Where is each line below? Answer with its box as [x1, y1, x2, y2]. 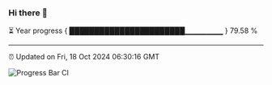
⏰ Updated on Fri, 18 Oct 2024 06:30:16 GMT [8, 52, 160, 62]
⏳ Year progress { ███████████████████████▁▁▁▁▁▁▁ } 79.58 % [8, 26, 258, 35]
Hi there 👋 [8, 7, 49, 18]
